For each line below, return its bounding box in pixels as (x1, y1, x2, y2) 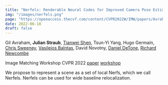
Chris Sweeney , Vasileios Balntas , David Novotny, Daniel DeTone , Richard (5, 45, 156, 51)
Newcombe (5, 50, 29, 56)
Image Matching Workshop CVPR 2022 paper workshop (5, 60, 121, 66)
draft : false (5, 26, 32, 31)
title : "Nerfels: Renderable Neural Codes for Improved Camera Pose (5, 7, 151, 12)
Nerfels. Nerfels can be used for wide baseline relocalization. (5, 75, 131, 81)
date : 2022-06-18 (5, 21, 41, 26)
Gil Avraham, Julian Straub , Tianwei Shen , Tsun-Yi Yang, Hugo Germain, (5, 39, 154, 45)
